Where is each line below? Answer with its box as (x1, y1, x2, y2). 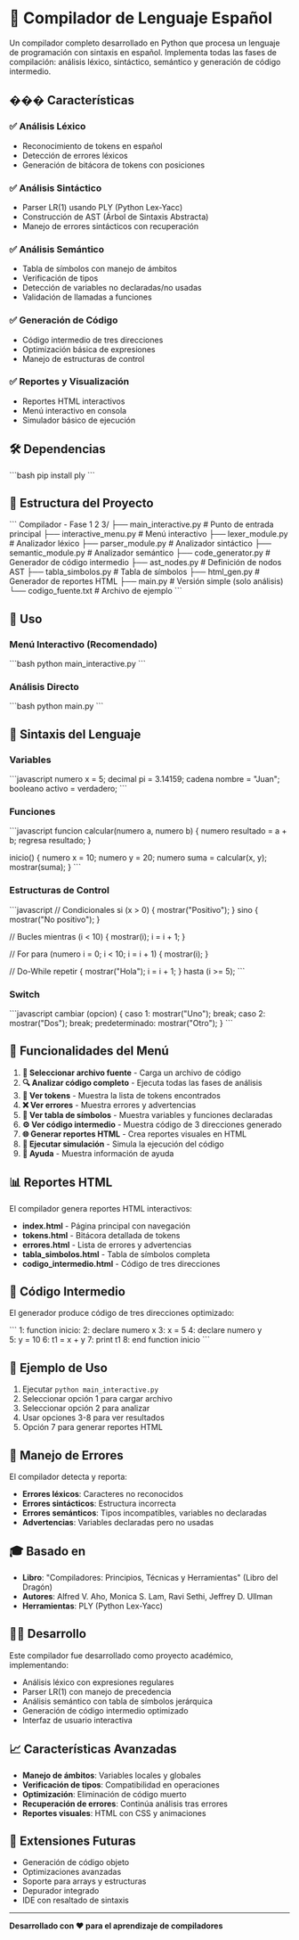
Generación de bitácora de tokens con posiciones (21, 160, 206, 170)
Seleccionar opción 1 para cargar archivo (21, 1393, 174, 1404)
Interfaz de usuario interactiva (21, 1714, 133, 1725)
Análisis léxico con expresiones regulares (21, 1676, 174, 1688)
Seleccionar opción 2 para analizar (21, 1403, 150, 1414)
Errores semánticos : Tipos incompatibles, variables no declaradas (21, 1508, 267, 1518)
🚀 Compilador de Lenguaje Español (9, 8, 273, 29)
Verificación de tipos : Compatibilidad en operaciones (21, 1779, 220, 1790)
